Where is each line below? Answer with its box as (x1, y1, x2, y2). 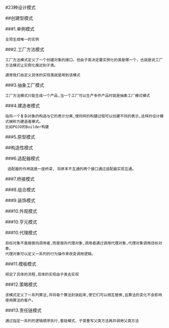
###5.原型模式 (5, 134, 35, 140)
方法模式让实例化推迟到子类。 (5, 63, 58, 68)
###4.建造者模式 (5, 103, 40, 109)
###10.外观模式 (5, 208, 37, 214)
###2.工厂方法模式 (5, 46, 44, 52)
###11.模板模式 (5, 261, 37, 267)
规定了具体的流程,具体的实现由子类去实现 (5, 272, 79, 277)
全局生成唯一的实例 (5, 37, 39, 42)
